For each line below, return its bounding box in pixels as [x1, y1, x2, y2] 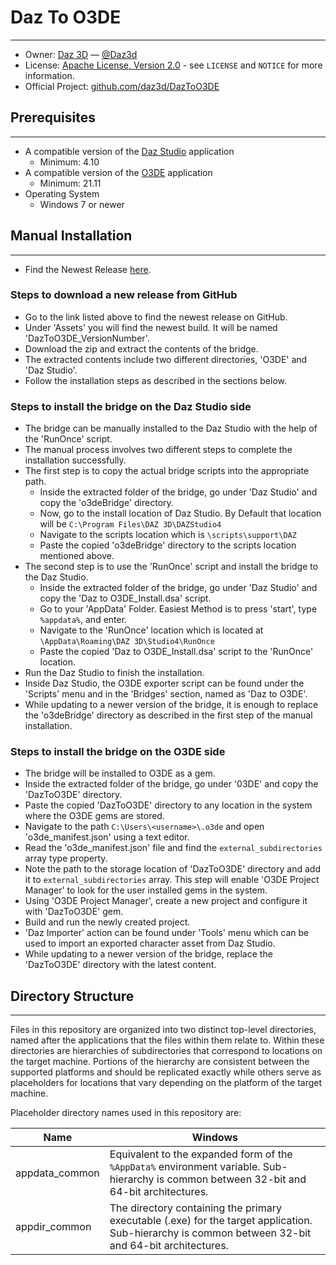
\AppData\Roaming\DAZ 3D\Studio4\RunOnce [39, 637, 215, 647]
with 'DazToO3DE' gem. [24, 906, 124, 918]
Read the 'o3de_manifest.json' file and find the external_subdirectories [24, 842, 323, 854]
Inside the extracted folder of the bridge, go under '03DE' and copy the [24, 778, 319, 790]
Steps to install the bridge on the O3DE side [10, 745, 226, 759]
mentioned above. [39, 550, 115, 562]
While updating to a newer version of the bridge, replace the [24, 948, 273, 960]
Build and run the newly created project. [24, 916, 191, 928]
